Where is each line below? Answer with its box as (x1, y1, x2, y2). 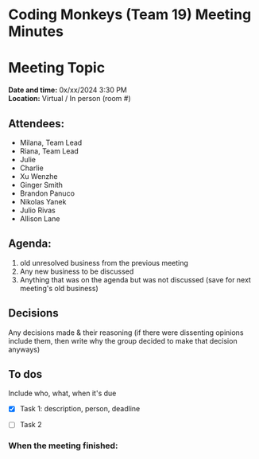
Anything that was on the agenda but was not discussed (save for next (19, 274, 252, 284)
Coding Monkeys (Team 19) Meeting (8, 6, 252, 24)
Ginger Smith (19, 180, 64, 189)
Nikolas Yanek (19, 196, 67, 206)
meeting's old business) (19, 283, 99, 293)
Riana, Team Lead (19, 146, 79, 156)
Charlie (19, 163, 44, 173)
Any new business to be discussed (19, 266, 134, 276)
